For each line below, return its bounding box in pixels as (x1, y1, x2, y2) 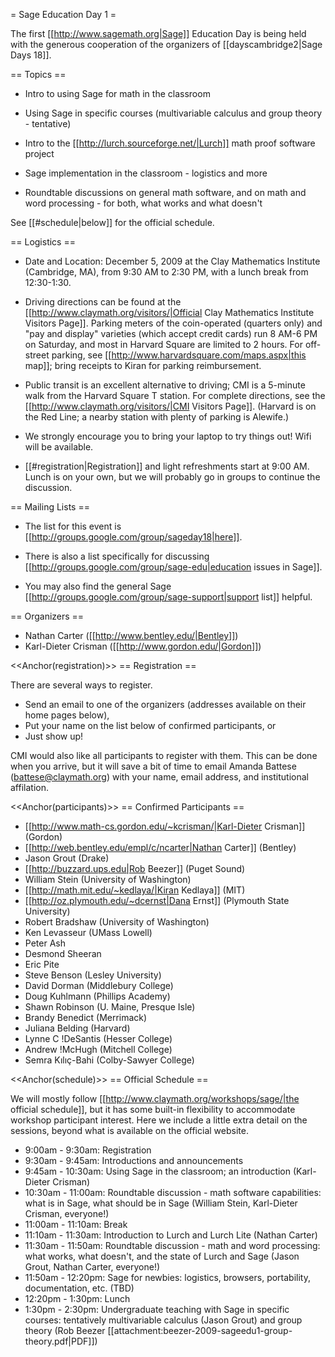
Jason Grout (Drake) (24, 852, 110, 864)
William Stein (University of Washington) (24, 874, 192, 885)
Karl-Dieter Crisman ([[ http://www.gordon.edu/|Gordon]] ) (24, 640, 262, 652)
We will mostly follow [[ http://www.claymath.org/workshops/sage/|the (10, 1093, 300, 1104)
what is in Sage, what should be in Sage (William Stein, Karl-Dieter (24, 1197, 298, 1209)
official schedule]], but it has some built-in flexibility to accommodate (10, 1104, 296, 1115)
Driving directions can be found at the (24, 296, 182, 308)
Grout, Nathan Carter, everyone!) (24, 1261, 161, 1273)
